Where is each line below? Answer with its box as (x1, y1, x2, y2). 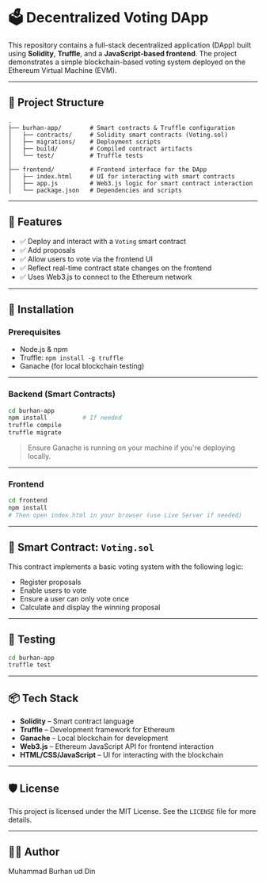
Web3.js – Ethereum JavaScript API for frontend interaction (19, 742, 215, 751)
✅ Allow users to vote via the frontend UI (19, 254, 153, 264)
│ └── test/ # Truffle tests (8, 151, 144, 159)
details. (8, 815, 32, 824)
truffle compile (8, 422, 62, 430)
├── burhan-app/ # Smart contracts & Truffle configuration (8, 124, 236, 132)
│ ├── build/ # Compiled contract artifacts (8, 144, 193, 153)
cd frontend (8, 497, 47, 505)
